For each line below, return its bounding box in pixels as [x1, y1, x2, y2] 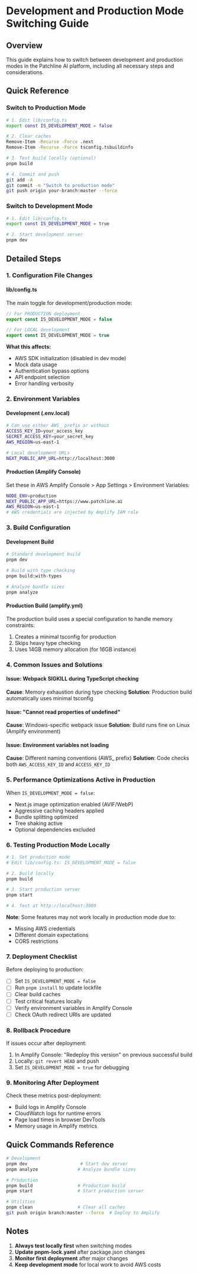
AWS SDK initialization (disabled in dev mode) [14, 355, 126, 362]
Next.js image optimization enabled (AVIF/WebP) [14, 800, 134, 808]
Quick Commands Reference [6, 1139, 114, 1149]
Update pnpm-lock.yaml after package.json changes [14, 1248, 145, 1256]
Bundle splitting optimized [14, 813, 79, 820]
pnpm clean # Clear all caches [6, 1205, 126, 1211]
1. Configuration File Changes [6, 271, 93, 279]
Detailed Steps [6, 253, 61, 263]
